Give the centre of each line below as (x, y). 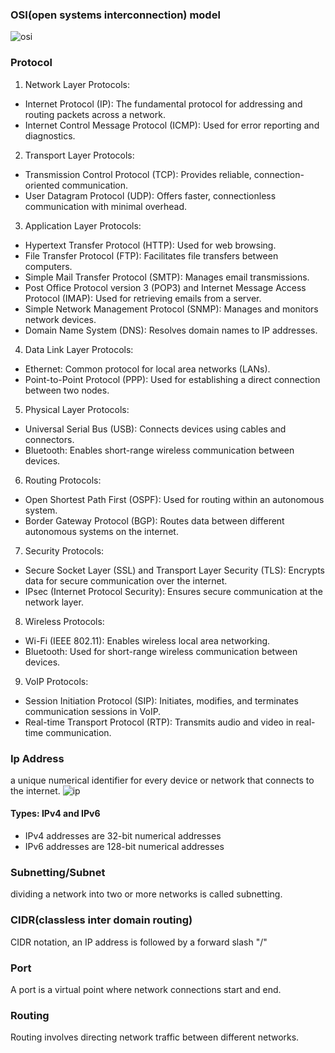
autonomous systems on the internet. (101, 531)
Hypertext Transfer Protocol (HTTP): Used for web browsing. (150, 245)
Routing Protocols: (63, 480)
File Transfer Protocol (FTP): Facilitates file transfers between (151, 255)
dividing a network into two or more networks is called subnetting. (146, 894)
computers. (48, 266)
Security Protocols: (64, 550)
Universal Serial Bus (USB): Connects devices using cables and (155, 429)
